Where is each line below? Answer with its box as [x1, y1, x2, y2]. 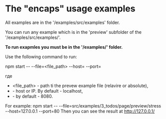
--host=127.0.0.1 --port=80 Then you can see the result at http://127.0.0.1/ [5, 108, 155, 114]
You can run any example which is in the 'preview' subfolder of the [5, 29, 142, 35]
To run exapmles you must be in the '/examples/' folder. [5, 44, 123, 50]
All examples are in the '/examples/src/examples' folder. [5, 19, 120, 25]
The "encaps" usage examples [5, 3, 136, 14]
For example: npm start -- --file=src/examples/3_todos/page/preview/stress [5, 103, 162, 109]
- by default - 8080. [12, 93, 53, 99]
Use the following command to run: [5, 53, 77, 60]
